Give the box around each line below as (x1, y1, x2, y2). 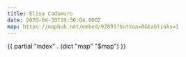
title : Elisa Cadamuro (7, 10, 73, 17)
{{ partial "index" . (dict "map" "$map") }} (7, 42, 127, 51)
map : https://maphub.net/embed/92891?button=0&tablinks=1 (7, 23, 179, 30)
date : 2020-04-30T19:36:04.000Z (7, 17, 101, 24)
